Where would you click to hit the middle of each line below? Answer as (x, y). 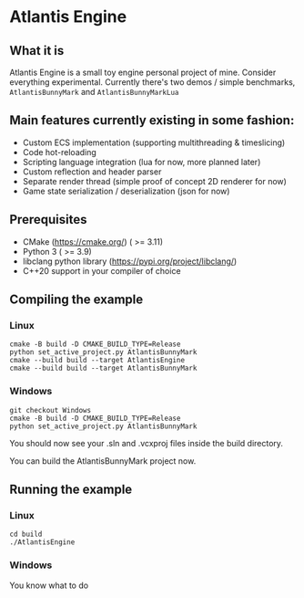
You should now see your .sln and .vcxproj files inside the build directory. (147, 443)
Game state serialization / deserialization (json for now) (126, 191)
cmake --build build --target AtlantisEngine (97, 361)
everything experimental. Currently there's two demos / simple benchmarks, (152, 82)
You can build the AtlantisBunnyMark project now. (103, 461)
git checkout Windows (51, 410)
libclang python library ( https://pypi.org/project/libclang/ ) (130, 261)
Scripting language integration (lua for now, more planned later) (142, 162)
